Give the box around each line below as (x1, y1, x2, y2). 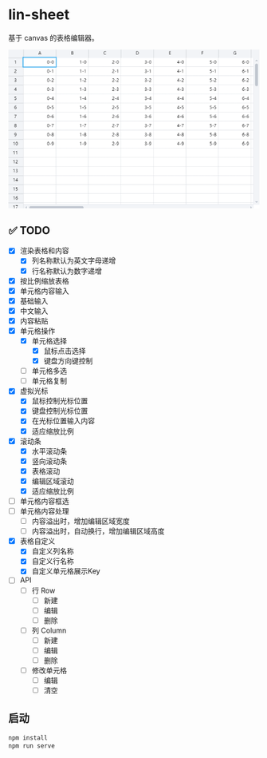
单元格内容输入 (19, 286, 69, 296)
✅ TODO (8, 224, 50, 237)
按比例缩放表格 (19, 276, 69, 285)
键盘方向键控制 (43, 356, 93, 366)
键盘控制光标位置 (31, 406, 88, 416)
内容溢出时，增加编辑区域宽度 (31, 517, 130, 526)
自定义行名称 (31, 557, 74, 566)
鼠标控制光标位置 (31, 396, 88, 406)
